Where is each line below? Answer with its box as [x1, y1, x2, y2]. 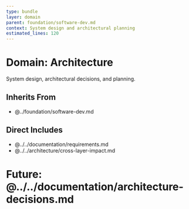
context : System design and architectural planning [6, 25, 135, 31]
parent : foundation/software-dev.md [6, 19, 96, 25]
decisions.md [6, 193, 75, 206]
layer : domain [6, 14, 41, 20]
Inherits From [6, 92, 56, 102]
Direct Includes [6, 125, 63, 135]
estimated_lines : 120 [6, 31, 59, 37]
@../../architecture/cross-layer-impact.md [14, 147, 116, 154]
